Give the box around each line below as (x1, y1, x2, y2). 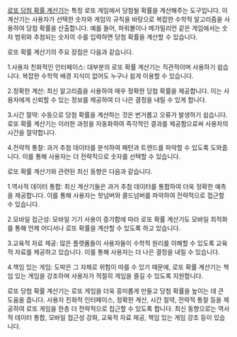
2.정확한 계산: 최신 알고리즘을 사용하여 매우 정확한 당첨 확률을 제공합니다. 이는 (7, 87, 223, 95)
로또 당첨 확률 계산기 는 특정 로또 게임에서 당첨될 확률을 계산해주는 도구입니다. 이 (7, 6, 229, 14)
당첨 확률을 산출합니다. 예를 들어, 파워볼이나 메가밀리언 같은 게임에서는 (25, 24, 221, 32)
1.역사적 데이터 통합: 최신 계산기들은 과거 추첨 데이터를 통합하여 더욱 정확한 (7, 183, 214, 190)
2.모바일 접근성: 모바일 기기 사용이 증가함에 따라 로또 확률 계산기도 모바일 (7, 215, 209, 223)
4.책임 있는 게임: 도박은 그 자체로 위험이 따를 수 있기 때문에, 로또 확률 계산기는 (7, 263, 222, 271)
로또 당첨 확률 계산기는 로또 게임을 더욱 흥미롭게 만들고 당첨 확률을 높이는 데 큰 (7, 287, 224, 295)
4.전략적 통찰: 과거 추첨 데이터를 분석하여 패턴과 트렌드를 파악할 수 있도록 (7, 144, 209, 152)
